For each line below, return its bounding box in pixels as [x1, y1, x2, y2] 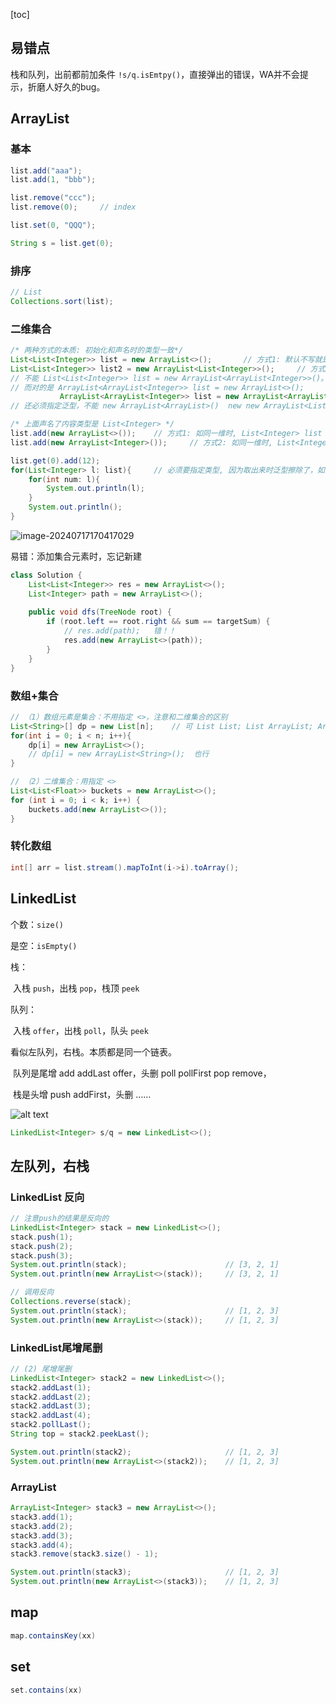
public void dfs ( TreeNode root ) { [28, 607, 172, 618]
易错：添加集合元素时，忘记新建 [10, 550, 142, 562]
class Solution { [10, 570, 83, 580]
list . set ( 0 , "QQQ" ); [10, 220, 97, 230]
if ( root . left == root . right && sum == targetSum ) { [46, 617, 271, 627]
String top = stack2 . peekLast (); [10, 1429, 150, 1439]
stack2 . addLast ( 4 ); [10, 1410, 92, 1421]
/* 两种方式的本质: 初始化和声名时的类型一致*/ [10, 345, 184, 356]
